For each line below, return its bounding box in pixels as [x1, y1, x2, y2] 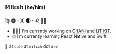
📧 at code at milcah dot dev [5, 43, 58, 49]
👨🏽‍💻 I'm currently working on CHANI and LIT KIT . [12, 28, 111, 34]
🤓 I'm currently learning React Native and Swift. [12, 33, 108, 39]
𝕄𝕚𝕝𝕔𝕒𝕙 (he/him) [5, 4, 46, 11]
